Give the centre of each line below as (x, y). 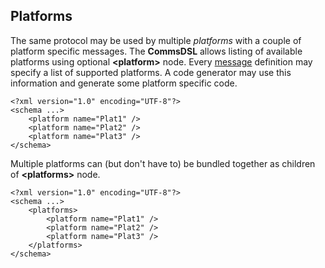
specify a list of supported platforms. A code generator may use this (151, 72)
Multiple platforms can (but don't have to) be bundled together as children (163, 163)
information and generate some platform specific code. (124, 83)
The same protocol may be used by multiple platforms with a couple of (156, 40)
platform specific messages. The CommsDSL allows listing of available (156, 51)
